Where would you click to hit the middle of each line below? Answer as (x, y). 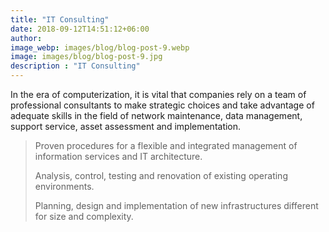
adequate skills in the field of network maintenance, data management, (156, 115)
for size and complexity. (84, 216)
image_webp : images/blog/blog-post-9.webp (100, 47)
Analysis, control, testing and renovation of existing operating (161, 175)
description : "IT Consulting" (75, 66)
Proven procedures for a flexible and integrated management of (166, 145)
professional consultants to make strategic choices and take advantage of (162, 105)
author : (26, 38)
